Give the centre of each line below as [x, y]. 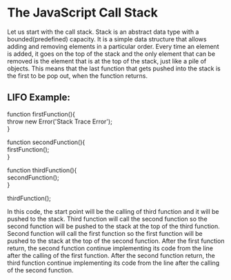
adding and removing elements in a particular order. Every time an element [113, 46]
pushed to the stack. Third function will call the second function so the [108, 219]
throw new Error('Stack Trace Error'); [60, 121]
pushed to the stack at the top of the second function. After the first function [116, 241]
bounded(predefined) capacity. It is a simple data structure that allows [107, 39]
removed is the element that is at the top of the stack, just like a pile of [107, 61]
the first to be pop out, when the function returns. [78, 76]
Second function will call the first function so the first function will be [105, 233]
